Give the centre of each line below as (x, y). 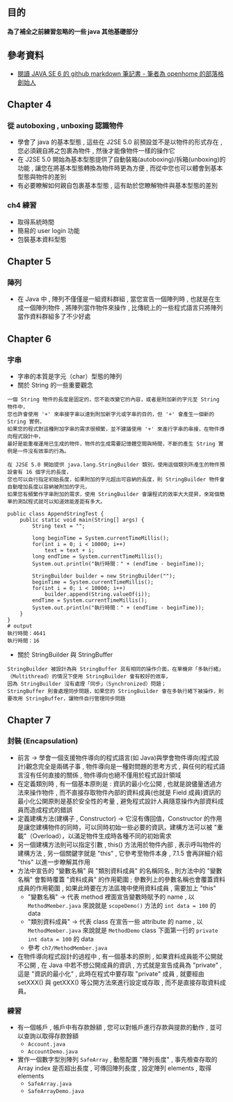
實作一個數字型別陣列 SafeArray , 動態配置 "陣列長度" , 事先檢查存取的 (117, 1060)
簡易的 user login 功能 (48, 230)
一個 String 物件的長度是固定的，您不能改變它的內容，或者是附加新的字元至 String (113, 400)
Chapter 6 (30, 338)
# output (20, 626)
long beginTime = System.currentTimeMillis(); (101, 538)
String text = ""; (59, 526)
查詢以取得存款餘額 (51, 1036)
